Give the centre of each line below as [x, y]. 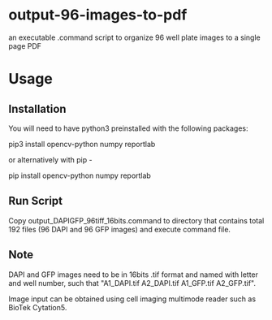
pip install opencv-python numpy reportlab [80, 175]
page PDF [25, 45]
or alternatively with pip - [50, 159]
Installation [37, 108]
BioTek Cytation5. [38, 307]
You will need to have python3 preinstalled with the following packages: [129, 128]
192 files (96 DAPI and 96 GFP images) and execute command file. [120, 229]
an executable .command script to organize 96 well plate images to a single [135, 37]
